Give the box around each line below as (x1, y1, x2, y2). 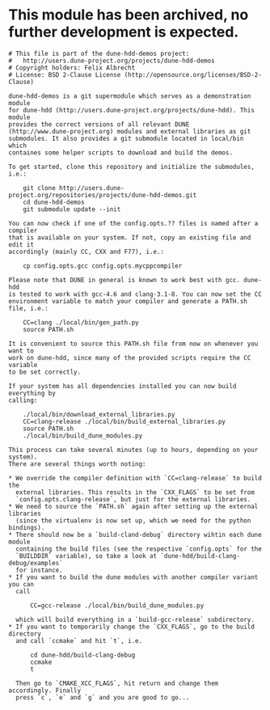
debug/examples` (8, 559, 63, 567)
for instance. (15, 566, 63, 574)
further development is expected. (8, 23, 239, 41)
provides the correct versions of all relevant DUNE (8, 120, 190, 129)
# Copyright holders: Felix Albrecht (8, 63, 136, 72)
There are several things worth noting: (8, 459, 147, 468)
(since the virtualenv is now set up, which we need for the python (15, 516, 251, 525)
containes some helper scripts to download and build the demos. (8, 148, 233, 157)
